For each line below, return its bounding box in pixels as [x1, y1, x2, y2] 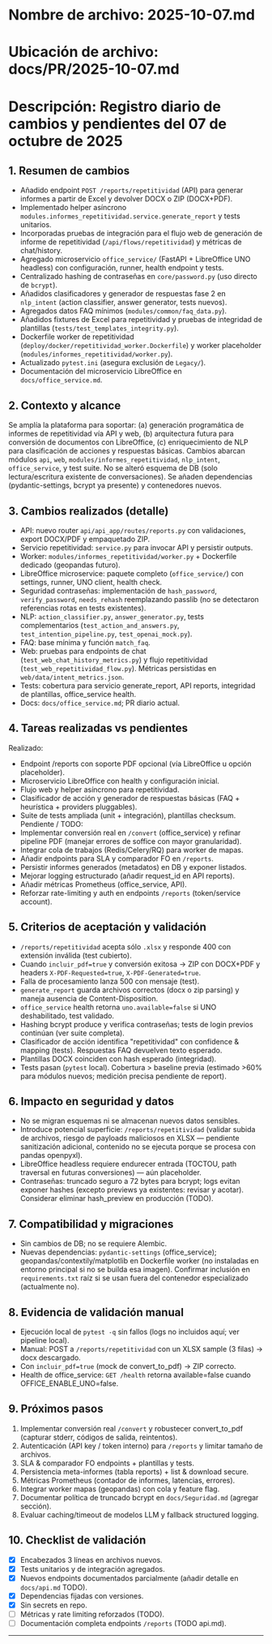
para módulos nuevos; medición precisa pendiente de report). [19, 1071, 227, 1081]
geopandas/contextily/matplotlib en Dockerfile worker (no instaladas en [19, 1256, 259, 1266]
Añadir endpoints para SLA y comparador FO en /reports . [19, 854, 215, 863]
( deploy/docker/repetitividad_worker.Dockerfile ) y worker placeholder [19, 341, 261, 351]
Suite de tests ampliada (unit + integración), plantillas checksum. [19, 810, 236, 820]
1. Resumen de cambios [8, 164, 130, 178]
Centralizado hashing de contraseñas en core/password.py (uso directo [19, 272, 257, 282]
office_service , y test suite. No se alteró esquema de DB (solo [8, 463, 219, 473]
